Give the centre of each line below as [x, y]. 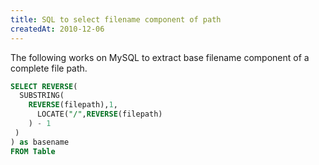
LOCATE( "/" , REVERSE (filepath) [99, 114]
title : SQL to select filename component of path [116, 19]
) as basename [40, 142]
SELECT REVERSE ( [44, 86]
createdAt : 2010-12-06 [57, 29]
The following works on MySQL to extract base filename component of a [160, 57]
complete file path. [49, 68]
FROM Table [33, 151]
